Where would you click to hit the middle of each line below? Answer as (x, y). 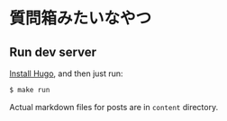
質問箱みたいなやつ (81, 18)
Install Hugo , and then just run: (66, 73)
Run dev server (53, 52)
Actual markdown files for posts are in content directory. (114, 107)
